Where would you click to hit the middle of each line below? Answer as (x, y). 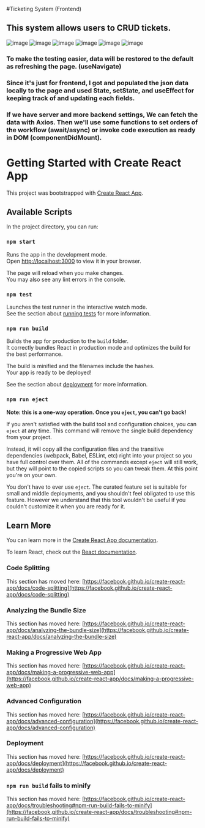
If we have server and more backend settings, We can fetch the (102, 115)
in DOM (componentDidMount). (54, 137)
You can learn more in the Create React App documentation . (82, 540)
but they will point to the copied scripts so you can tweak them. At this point (102, 469)
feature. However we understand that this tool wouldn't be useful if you (96, 500)
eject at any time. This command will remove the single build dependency (100, 431)
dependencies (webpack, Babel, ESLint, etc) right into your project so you (99, 455)
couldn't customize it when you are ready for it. (66, 506)
